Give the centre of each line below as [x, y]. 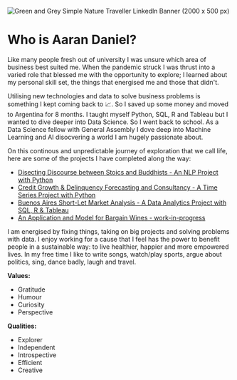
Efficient [30, 362]
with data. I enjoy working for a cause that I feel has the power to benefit [114, 239]
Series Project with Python [57, 195]
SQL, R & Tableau [43, 210]
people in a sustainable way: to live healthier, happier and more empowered [118, 247]
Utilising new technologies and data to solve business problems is [104, 96]
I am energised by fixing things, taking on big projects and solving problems [118, 231]
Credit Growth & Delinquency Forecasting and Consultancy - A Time [118, 187]
